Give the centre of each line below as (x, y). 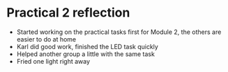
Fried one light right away (53, 61)
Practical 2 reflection (68, 13)
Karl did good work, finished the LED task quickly (87, 46)
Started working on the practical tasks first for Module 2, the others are (119, 32)
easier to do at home (46, 39)
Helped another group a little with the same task (85, 54)
